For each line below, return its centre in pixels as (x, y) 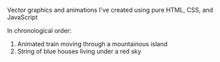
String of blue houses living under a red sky (79, 51)
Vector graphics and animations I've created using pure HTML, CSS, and (110, 10)
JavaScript (22, 17)
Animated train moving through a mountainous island (92, 44)
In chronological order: (39, 31)
